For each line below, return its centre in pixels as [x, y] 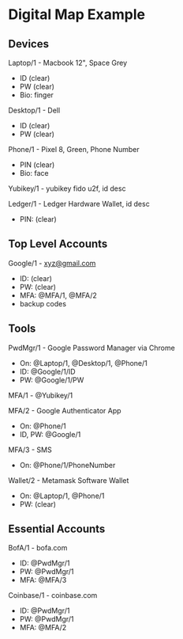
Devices [29, 44]
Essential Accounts [57, 529]
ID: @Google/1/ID [48, 371]
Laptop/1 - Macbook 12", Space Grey [68, 63]
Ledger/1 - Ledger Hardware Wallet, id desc [79, 204]
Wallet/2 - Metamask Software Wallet [69, 480]
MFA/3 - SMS [30, 450]
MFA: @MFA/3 [43, 580]
